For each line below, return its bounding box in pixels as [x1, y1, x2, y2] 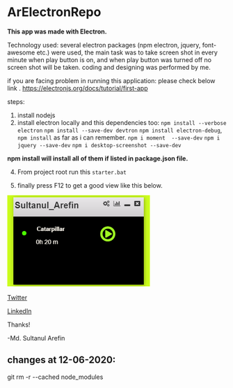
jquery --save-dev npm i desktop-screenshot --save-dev [17, 142, 182, 149]
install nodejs [17, 111, 56, 119]
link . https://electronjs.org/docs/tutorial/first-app [7, 84, 148, 92]
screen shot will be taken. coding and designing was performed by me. [7, 63, 211, 71]
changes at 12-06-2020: [7, 354, 116, 366]
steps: [7, 97, 25, 105]
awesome [7, 48, 35, 57]
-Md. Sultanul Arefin [7, 334, 65, 342]
